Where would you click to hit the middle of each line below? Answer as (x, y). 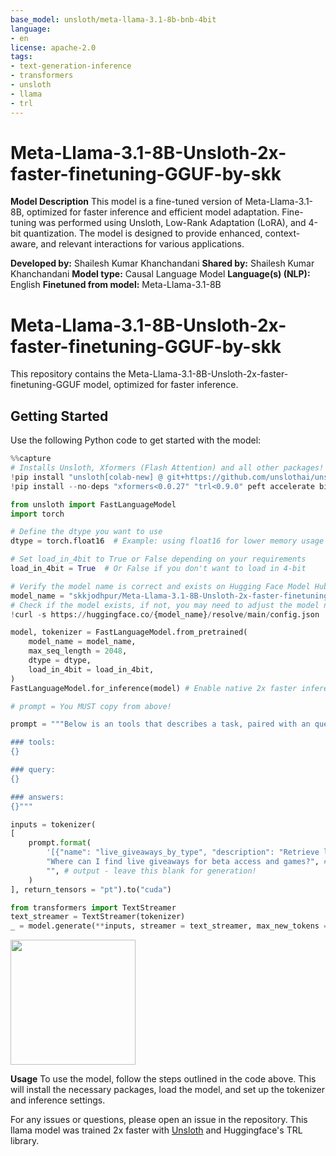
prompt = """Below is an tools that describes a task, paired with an (160, 724)
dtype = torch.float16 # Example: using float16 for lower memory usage (167, 541)
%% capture (31, 459)
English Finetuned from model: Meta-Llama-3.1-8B (116, 285)
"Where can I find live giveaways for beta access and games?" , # (187, 862)
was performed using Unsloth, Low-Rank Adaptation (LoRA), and (172, 223)
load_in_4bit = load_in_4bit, (91, 669)
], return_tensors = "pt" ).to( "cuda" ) (91, 889)
